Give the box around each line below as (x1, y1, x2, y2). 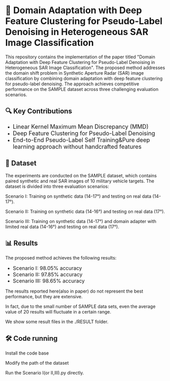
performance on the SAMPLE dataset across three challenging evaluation (5, 86, 159, 92)
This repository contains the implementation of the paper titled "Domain (5, 53, 156, 60)
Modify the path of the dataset (5, 360, 69, 366)
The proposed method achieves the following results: (5, 255, 117, 261)
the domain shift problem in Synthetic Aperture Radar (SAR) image (5, 70, 144, 76)
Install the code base (5, 350, 49, 356)
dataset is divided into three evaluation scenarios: (5, 183, 109, 189)
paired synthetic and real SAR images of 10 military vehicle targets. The (5, 178, 155, 184)
